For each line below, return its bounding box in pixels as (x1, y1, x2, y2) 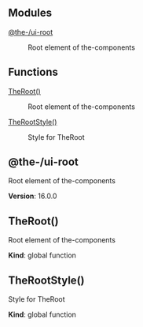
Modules (8, 6, 53, 20)
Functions (8, 66, 59, 79)
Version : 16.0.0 (8, 191, 57, 201)
